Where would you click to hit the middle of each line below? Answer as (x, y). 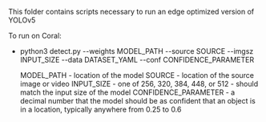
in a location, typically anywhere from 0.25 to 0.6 (101, 109)
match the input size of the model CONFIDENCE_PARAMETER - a (127, 92)
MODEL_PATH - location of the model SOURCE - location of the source (137, 75)
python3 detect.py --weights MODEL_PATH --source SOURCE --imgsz (137, 51)
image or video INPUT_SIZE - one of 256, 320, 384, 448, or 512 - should (139, 84)
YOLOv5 (22, 20)
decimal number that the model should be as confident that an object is (138, 101)
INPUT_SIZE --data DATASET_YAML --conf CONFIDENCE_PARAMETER (137, 60)
